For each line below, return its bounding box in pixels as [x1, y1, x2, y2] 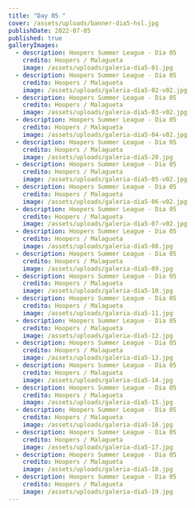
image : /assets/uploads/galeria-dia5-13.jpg [22, 354, 173, 362]
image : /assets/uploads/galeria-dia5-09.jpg [22, 265, 173, 273]
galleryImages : [8, 42, 59, 50]
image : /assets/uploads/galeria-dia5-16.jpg [22, 421, 173, 429]
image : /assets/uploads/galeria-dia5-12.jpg [22, 331, 173, 340]
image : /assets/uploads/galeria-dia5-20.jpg [22, 153, 173, 161]
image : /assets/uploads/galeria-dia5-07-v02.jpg [22, 220, 188, 228]
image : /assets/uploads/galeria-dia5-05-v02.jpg [22, 175, 188, 184]
